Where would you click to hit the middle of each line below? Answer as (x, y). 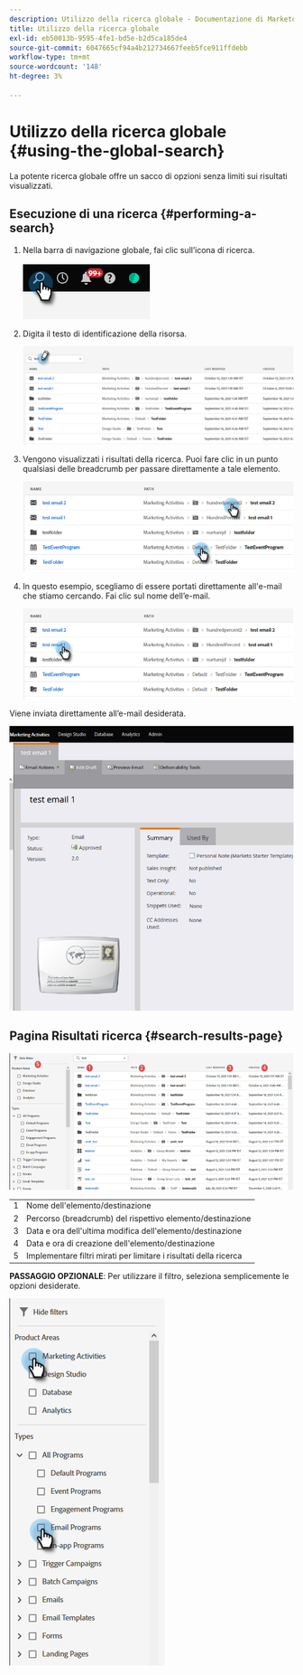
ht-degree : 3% (36, 77)
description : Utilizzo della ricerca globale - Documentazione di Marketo (153, 19)
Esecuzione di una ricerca (83, 214)
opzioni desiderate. (45, 1285)
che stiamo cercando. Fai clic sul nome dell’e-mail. (116, 596)
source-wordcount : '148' (56, 67)
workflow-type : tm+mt (50, 57)
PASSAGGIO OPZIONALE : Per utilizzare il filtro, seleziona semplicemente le (149, 1275)
